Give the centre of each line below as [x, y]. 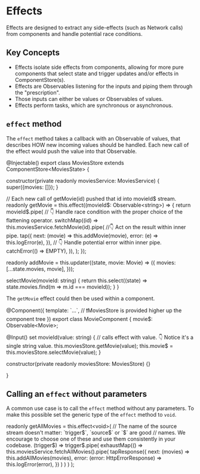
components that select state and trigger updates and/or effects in [97, 74]
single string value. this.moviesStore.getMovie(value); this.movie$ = [90, 345]
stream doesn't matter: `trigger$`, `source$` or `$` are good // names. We [96, 433]
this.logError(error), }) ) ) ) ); [40, 464]
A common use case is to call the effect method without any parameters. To [100, 408]
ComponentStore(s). [40, 79]
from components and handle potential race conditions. [74, 33]
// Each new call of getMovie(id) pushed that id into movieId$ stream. [91, 198]
